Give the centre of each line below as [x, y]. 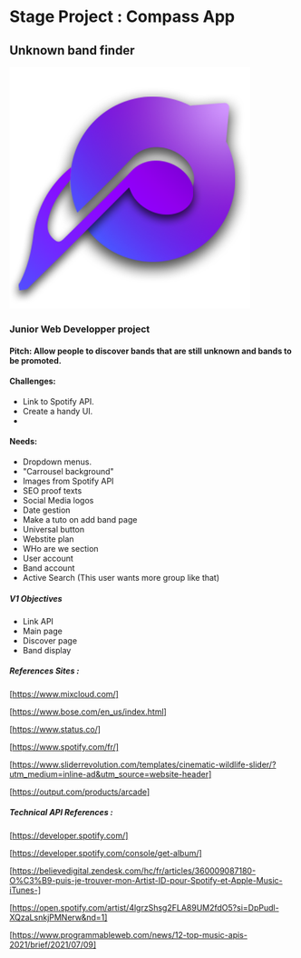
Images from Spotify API [68, 481]
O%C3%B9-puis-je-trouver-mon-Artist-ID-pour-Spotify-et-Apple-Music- [146, 880]
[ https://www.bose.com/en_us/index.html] [88, 712]
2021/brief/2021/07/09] [53, 944]
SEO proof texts [52, 490]
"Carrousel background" [68, 471]
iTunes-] [25, 890]
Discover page [50, 640]
